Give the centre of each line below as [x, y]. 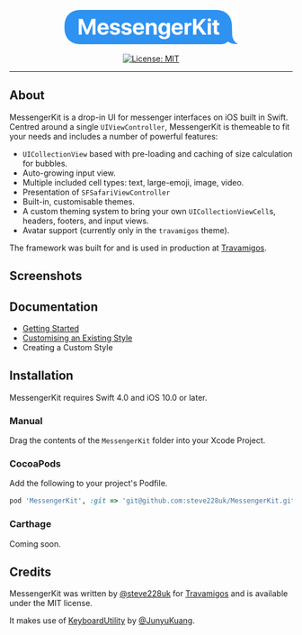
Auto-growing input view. [69, 173]
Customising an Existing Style [77, 338]
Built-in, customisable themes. [78, 201]
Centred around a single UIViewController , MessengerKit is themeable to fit [150, 126]
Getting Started [50, 329]
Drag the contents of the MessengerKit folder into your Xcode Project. [138, 440]
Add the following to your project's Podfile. [89, 484]
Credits [31, 571]
